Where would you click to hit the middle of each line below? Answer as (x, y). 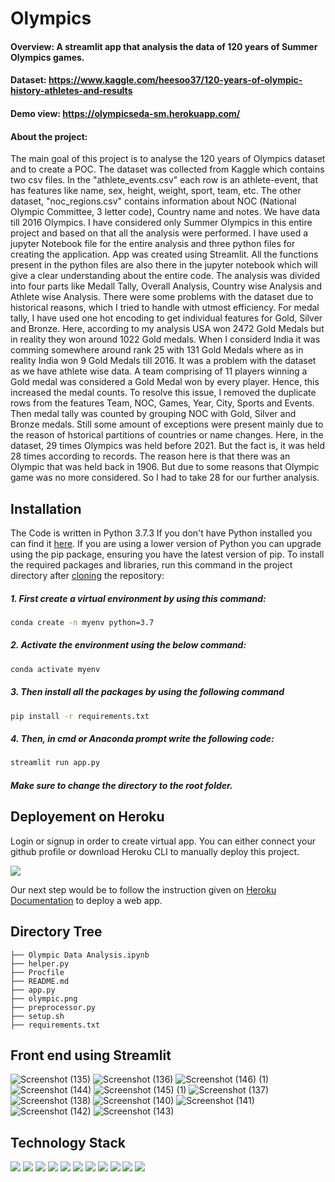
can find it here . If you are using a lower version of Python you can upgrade (166, 543)
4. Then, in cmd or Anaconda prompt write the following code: (142, 739)
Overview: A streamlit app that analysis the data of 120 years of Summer (164, 46)
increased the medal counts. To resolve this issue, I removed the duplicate (163, 393)
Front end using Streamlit (91, 1055)
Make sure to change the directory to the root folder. (121, 785)
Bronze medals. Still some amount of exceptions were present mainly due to (167, 424)
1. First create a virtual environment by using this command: (138, 598)
